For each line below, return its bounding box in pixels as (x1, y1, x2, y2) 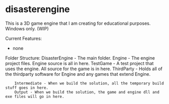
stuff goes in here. (5, 85, 49, 90)
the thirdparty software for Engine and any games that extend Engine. (5, 71, 151, 77)
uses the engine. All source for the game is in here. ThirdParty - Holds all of (5, 66, 163, 72)
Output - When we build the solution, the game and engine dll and (14, 89, 159, 94)
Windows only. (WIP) (5, 25, 49, 31)
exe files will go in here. (5, 94, 65, 99)
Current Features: (5, 35, 42, 41)
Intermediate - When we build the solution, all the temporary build (14, 81, 164, 86)
